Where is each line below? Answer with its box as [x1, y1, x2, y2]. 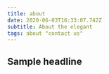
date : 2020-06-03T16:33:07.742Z [7, 17, 102, 24]
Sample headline [7, 55, 82, 67]
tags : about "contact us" [7, 29, 83, 37]
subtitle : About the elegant [7, 23, 93, 30]
